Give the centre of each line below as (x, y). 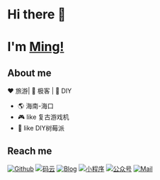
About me (29, 73)
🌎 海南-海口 (36, 106)
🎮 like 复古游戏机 (43, 117)
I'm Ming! (36, 47)
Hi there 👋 (36, 15)
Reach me (30, 151)
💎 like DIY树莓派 (41, 128)
